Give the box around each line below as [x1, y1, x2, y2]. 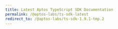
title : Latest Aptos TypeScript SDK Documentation [5, 7, 113, 12]
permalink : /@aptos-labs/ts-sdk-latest [5, 12, 89, 17]
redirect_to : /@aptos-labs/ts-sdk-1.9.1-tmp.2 [5, 16, 104, 21]
